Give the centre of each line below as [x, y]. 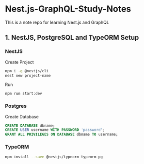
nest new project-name [28, 75]
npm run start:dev [24, 94]
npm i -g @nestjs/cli [27, 71]
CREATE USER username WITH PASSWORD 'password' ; [55, 130]
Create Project [19, 62]
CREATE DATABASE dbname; [30, 125]
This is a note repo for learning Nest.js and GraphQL [57, 22]
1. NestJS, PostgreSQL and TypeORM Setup [72, 38]
